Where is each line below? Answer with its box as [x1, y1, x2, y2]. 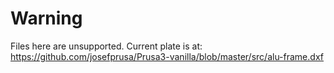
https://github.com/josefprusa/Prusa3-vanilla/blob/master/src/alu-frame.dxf [10, 50, 324, 62]
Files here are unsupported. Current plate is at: [10, 40, 203, 52]
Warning [10, 7, 83, 30]
